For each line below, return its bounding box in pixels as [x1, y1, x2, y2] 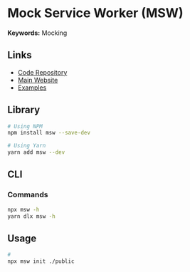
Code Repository [17, 68, 68, 76]
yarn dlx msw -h [7, 212, 56, 220]
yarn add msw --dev [7, 149, 65, 156]
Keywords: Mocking [7, 28, 68, 37]
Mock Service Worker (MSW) [7, 5, 184, 21]
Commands [7, 190, 48, 200]
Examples [17, 83, 47, 92]
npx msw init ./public [7, 258, 75, 265]
